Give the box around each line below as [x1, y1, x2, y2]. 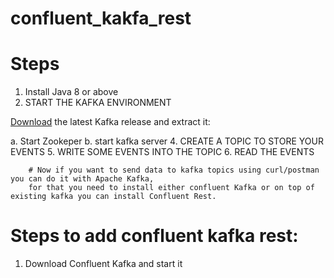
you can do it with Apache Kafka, [10, 174, 155, 184]
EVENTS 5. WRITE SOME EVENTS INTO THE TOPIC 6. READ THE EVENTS [10, 146, 315, 158]
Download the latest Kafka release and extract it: [10, 116, 211, 128]
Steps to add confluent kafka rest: [10, 225, 299, 247]
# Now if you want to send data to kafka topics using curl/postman [28, 165, 320, 176]
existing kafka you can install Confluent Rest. [10, 192, 217, 202]
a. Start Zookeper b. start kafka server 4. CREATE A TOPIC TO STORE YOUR [10, 135, 324, 147]
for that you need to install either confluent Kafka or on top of [28, 183, 315, 193]
